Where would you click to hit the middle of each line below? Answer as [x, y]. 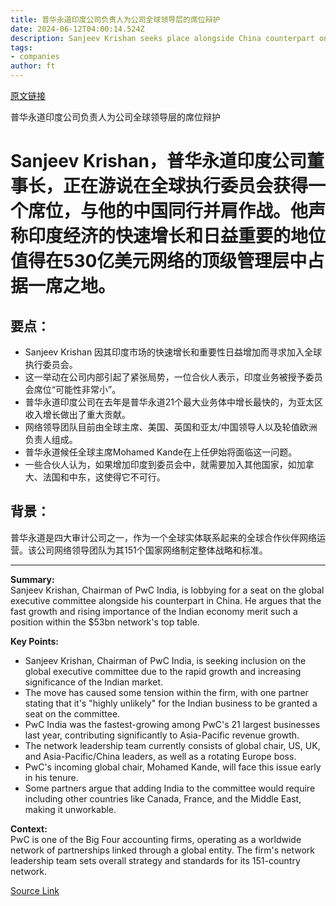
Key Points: [34, 641]
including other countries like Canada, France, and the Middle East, [163, 798]
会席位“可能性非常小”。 [73, 389]
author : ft [33, 66]
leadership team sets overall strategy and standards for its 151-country [155, 860]
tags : [21, 47]
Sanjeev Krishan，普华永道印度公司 [158, 161]
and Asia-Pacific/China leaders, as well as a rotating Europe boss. [160, 756]
